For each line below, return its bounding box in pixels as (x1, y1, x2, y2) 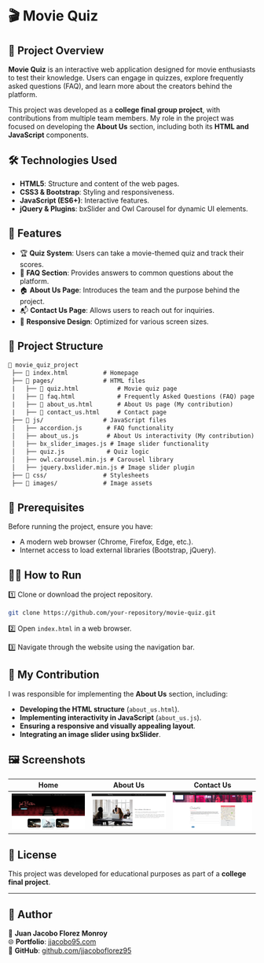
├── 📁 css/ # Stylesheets (11, 471, 149, 480)
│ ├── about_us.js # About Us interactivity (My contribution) (11, 432, 255, 441)
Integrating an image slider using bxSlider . (19, 729, 161, 738)
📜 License (8, 848, 57, 861)
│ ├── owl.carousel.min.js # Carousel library (11, 455, 174, 464)
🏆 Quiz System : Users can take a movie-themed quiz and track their (19, 248, 244, 258)
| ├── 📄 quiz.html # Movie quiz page (11, 385, 178, 393)
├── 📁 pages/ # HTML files (11, 377, 146, 385)
